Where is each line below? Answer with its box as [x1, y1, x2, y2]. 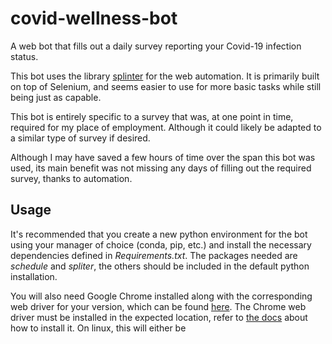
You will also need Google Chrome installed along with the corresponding [10, 290, 313, 302]
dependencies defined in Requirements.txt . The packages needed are [10, 249, 298, 261]
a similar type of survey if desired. [10, 132, 151, 144]
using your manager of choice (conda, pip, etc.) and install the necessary [10, 238, 312, 251]
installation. [10, 270, 58, 282]
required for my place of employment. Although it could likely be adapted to [10, 121, 322, 133]
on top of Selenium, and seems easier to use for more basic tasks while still [10, 80, 322, 92]
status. [10, 50, 39, 62]
